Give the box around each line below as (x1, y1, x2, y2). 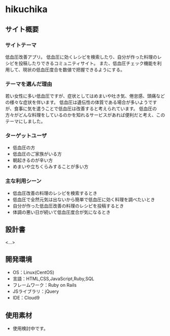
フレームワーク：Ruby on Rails (12, 282, 77, 288)
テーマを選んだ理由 (5, 80, 52, 87)
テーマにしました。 (5, 118, 46, 125)
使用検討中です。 (12, 325, 48, 331)
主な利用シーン (5, 177, 42, 184)
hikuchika (5, 4, 48, 15)
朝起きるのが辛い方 (12, 157, 53, 163)
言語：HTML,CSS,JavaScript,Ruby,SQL (12, 276, 95, 282)
